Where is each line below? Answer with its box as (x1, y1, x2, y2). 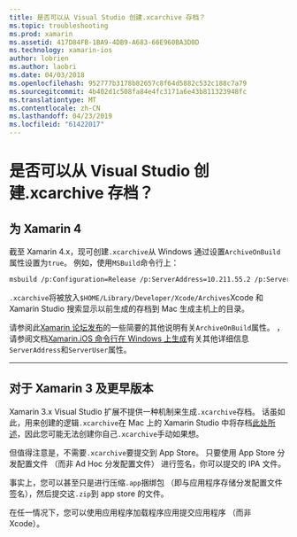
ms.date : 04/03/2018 (9, 71, 86, 80)
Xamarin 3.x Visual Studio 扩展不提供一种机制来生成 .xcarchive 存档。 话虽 (9, 406, 278, 416)
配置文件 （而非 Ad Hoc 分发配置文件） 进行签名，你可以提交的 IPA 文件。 (16, 458, 286, 469)
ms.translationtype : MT (9, 95, 97, 105)
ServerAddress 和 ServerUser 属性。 (9, 344, 132, 354)
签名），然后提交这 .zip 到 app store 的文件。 (9, 488, 169, 499)
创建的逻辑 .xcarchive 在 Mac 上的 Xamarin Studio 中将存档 (39, 417, 253, 428)
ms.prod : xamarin (9, 29, 73, 38)
